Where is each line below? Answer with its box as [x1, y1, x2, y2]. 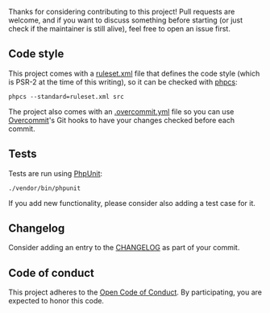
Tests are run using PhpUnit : [8, 168, 103, 178]
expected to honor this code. [8, 296, 105, 306]
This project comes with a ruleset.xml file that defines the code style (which [8, 68, 260, 78]
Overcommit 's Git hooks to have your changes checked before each [8, 115, 235, 125]
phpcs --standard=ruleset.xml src [8, 93, 125, 101]
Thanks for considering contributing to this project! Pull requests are [8, 7, 235, 16]
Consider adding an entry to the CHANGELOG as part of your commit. [8, 243, 240, 253]
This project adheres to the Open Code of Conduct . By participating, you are [8, 287, 263, 297]
